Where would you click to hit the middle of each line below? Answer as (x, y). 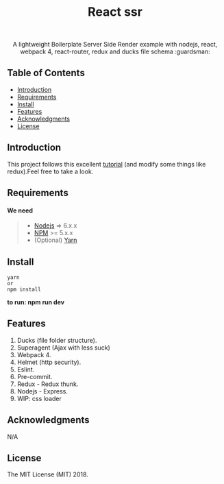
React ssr (115, 12)
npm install (24, 289)
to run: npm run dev (36, 302)
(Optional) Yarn (55, 240)
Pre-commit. (35, 376)
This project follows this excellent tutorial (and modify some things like (107, 164)
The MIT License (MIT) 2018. (48, 474)
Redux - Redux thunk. (48, 384)
